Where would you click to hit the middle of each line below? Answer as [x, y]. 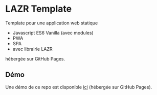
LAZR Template [39, 9]
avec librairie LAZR [32, 49]
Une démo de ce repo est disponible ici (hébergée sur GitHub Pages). [79, 87]
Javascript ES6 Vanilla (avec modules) [53, 33]
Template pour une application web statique [52, 23]
